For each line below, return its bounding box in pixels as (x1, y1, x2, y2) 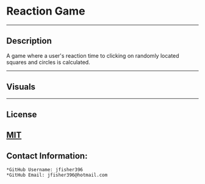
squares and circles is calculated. (6, 58, 90, 66)
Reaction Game (6, 4, 85, 18)
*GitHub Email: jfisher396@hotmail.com (6, 172, 108, 179)
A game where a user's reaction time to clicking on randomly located (6, 52, 179, 59)
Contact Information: (6, 151, 88, 161)
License (6, 109, 37, 120)
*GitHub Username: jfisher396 (6, 167, 84, 173)
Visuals (6, 82, 35, 92)
